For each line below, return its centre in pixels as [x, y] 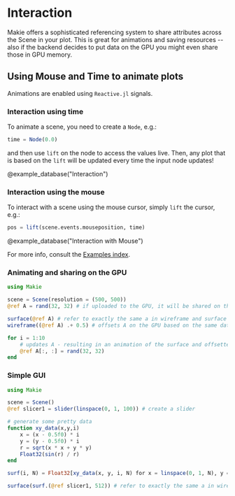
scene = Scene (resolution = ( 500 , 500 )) [67, 300]
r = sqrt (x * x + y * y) [56, 448]
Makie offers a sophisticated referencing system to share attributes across [114, 32]
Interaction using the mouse [56, 192]
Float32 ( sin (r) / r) [50, 454]
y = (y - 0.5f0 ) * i [50, 441]
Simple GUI [27, 376]
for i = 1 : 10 [26, 338]
